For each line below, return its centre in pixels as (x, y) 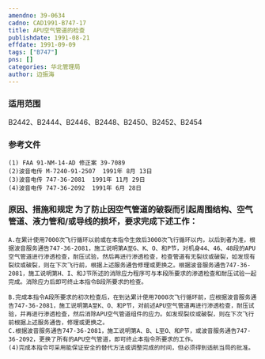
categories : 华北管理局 (44, 67)
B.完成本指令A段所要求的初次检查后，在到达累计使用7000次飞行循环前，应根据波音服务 (130, 297)
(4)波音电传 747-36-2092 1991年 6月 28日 (75, 188)
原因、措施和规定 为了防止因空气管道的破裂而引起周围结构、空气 (131, 210)
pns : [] (21, 60)
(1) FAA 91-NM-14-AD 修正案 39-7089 (67, 163)
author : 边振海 (31, 74)
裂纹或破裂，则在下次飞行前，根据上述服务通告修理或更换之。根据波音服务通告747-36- (130, 265)
